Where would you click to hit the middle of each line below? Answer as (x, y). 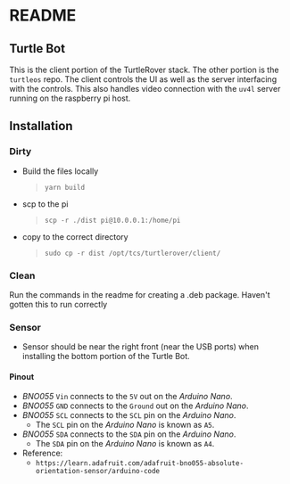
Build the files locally (60, 171)
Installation (41, 126)
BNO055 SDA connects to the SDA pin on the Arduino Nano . (129, 434)
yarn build (65, 187)
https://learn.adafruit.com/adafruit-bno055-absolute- (139, 463)
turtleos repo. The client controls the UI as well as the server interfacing (143, 79)
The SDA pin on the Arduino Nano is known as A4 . (125, 444)
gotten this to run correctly (58, 304)
